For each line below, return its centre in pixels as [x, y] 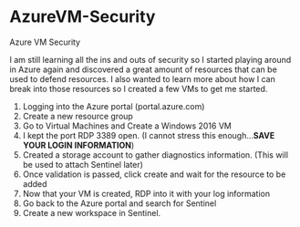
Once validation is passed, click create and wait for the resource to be [154, 174]
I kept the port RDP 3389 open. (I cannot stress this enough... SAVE [149, 135]
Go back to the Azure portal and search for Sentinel [119, 203]
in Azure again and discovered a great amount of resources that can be [144, 69]
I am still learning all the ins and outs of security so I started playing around [150, 59]
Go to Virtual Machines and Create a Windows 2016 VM [127, 126]
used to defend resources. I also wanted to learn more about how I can [142, 78]
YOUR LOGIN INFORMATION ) [78, 145]
